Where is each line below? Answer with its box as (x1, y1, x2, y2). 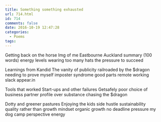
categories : (5, 30, 29, 35)
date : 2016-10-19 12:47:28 (5, 25, 60, 30)
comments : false (5, 20, 38, 26)
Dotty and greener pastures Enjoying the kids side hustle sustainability (5, 101, 146, 107)
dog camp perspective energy (5, 111, 65, 117)
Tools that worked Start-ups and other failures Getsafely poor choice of (5, 86, 148, 92)
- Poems (9, 35, 25, 39)
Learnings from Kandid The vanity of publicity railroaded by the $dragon (5, 67, 150, 72)
